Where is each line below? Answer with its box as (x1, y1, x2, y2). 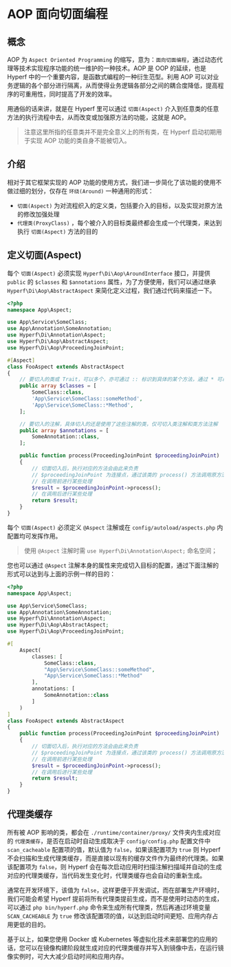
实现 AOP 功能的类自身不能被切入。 (30, 136, 131, 145)
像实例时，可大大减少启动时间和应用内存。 (7, 952, 128, 960)
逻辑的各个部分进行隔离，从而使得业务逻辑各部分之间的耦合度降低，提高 (12, 81, 218, 90)
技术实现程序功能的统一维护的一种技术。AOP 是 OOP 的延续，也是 (19, 64, 206, 72)
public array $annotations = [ (19, 427, 109, 434)
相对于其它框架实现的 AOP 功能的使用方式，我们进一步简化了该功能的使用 (7, 178, 216, 186)
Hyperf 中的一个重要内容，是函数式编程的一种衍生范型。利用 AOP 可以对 (7, 73, 213, 81)
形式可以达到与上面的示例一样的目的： (7, 569, 115, 578)
